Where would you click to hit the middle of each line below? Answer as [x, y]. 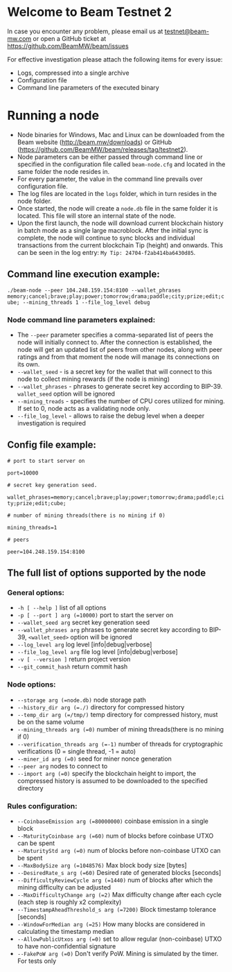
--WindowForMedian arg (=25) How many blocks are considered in [111, 924]
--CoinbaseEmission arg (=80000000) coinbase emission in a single [113, 821]
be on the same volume [51, 722]
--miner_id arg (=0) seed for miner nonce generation [94, 759]
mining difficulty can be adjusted [64, 887]
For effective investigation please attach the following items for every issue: [115, 59]
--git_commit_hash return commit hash [72, 666]
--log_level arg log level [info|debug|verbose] [84, 644]
